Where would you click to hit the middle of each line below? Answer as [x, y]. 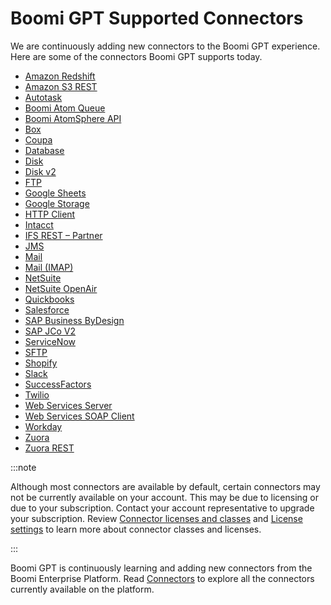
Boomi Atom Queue [65, 108]
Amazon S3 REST [61, 86]
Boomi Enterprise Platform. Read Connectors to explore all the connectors [162, 578]
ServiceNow [50, 341]
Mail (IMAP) [49, 267]
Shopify [41, 363]
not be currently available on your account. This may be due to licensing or [165, 497]
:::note [23, 467]
